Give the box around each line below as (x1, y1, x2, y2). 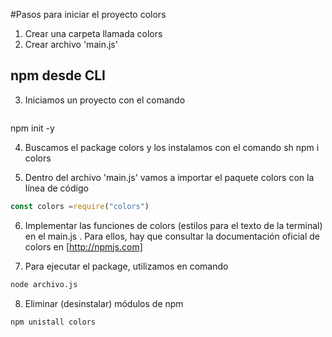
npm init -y (10, 122, 55, 134)
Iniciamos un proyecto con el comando (24, 94, 186, 106)
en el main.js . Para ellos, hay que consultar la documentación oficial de (24, 230, 320, 242)
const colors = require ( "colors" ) (10, 201, 150, 211)
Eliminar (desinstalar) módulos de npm (24, 297, 184, 309)
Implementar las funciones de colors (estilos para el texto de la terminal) (24, 219, 323, 231)
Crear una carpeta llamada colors (24, 28, 163, 39)
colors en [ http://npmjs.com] (24, 240, 143, 253)
